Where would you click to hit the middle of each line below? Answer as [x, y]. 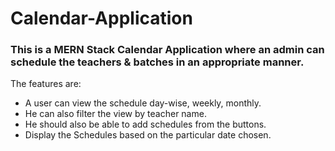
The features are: [46, 84]
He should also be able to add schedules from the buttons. [145, 124]
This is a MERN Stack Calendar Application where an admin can [167, 50]
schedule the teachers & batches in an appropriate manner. [157, 62]
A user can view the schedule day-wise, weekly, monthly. [143, 103]
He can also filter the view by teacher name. [115, 114]
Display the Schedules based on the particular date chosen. [148, 135]
